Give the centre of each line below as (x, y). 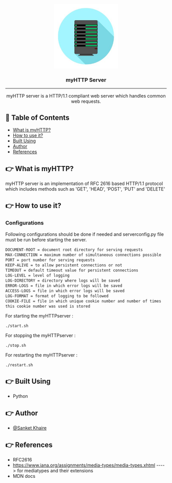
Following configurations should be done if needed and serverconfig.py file (85, 234)
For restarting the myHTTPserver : (41, 355)
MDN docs (24, 476)
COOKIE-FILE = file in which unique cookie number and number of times (83, 301)
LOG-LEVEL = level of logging (38, 275)
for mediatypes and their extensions (55, 471)
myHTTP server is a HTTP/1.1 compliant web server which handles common (86, 96)
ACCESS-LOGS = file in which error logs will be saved (65, 291)
